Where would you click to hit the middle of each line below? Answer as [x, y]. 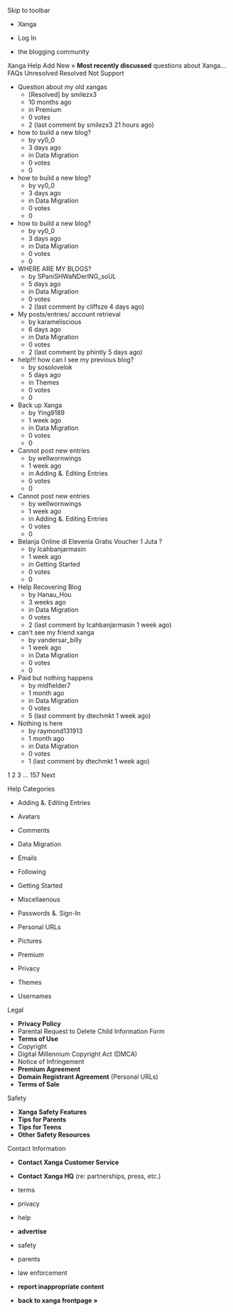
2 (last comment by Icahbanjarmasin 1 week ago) [100, 625]
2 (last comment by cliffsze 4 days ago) [86, 307]
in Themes [44, 382]
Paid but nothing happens [55, 678]
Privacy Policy [39, 1024]
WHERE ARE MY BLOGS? [54, 269]
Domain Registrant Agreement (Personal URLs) [88, 1077]
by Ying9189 [47, 412]
